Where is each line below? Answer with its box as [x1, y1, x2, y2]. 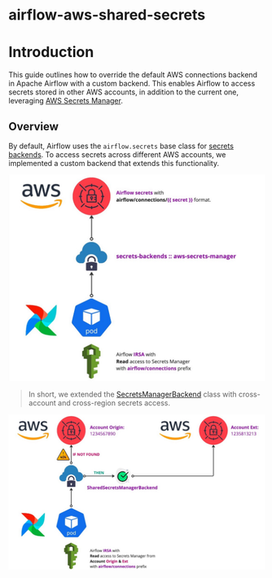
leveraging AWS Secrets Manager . [8, 96, 124, 106]
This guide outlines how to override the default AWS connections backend [8, 70, 258, 80]
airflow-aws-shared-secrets [8, 6, 206, 24]
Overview [8, 120, 59, 134]
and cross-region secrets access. [58, 398, 171, 408]
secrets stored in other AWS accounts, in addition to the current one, [8, 87, 239, 97]
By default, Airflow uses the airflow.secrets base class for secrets [8, 141, 235, 151]
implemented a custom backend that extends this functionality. [8, 158, 220, 168]
